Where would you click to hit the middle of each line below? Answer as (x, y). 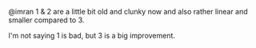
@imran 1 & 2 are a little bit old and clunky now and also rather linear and (128, 12)
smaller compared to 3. (46, 20)
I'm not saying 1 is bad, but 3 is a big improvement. (92, 36)
